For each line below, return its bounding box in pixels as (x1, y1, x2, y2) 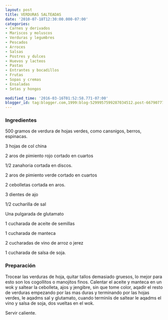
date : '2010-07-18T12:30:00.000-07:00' (5, 16, 88, 21)
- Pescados (5, 40, 28, 45)
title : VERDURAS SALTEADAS (5, 12, 61, 17)
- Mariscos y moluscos (5, 30, 52, 35)
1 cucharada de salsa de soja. (5, 249, 66, 255)
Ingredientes (5, 117, 37, 124)
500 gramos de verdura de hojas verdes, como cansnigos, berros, (5, 128, 141, 134)
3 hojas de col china (5, 143, 47, 149)
